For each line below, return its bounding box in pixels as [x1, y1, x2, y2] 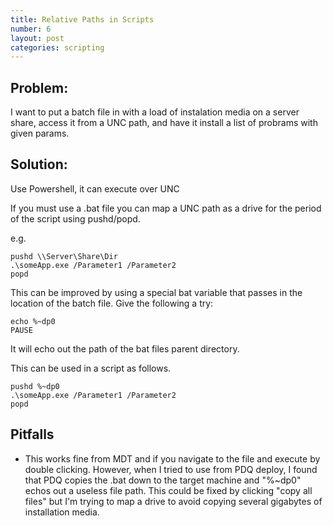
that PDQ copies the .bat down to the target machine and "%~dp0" [24, 474, 302, 486]
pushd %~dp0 [10, 381, 60, 391]
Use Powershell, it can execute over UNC [10, 182, 180, 195]
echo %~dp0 [10, 316, 56, 326]
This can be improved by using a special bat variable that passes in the [10, 286, 303, 298]
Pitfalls [10, 426, 55, 443]
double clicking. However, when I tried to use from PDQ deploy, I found [24, 463, 318, 475]
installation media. [24, 506, 100, 518]
